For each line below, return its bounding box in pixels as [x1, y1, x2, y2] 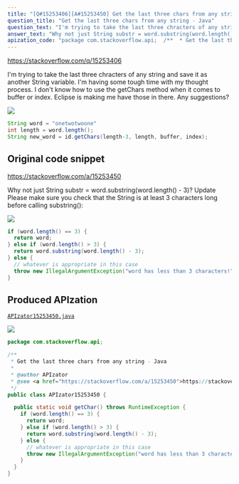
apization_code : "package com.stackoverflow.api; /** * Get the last [7, 37, 224, 44]
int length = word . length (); [7, 127, 94, 134]
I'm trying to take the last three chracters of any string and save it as [7, 70, 208, 79]
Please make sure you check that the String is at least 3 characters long [7, 193, 218, 201]
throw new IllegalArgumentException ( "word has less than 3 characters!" [14, 268, 234, 275]
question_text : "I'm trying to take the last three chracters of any [7, 23, 218, 31]
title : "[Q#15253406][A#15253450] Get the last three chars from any [7, 10, 218, 18]
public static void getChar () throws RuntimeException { [14, 404, 186, 411]
